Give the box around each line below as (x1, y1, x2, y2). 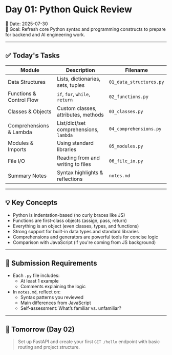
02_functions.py (109, 94, 148, 100)
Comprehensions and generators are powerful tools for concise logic (12, 234, 159, 240)
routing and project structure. (17, 344, 80, 350)
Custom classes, (57, 104, 97, 111)
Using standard (57, 139, 94, 146)
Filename (125, 66, 148, 73)
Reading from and (57, 154, 100, 161)
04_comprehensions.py (109, 126, 162, 132)
